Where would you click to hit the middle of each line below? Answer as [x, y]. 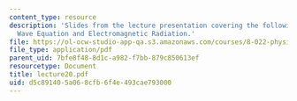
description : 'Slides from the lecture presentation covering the [134, 25]
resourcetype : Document [53, 67]
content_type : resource [53, 17]
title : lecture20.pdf [49, 75]
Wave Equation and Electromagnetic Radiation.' [107, 33]
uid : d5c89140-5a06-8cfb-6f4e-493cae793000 [91, 83]
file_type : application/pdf [61, 50]
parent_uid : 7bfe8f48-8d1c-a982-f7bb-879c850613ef [104, 58]
